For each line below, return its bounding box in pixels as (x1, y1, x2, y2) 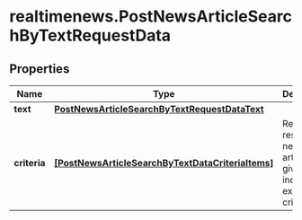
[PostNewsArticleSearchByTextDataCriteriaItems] (53, 157, 274, 169)
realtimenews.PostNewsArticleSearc (9, 6, 292, 27)
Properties (9, 61, 70, 76)
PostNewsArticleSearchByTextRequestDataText (53, 103, 264, 115)
